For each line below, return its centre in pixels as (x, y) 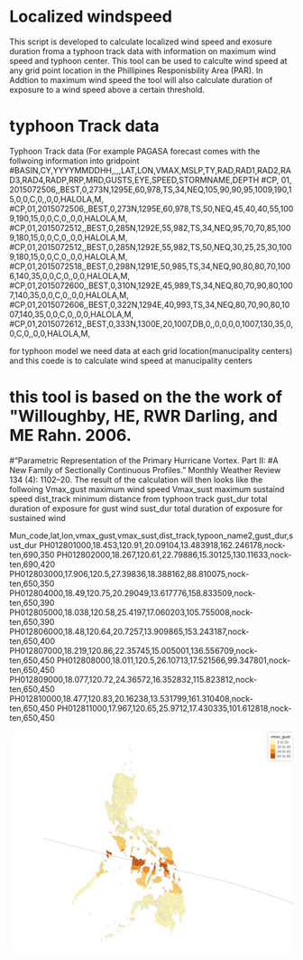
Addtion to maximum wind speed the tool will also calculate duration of (141, 79)
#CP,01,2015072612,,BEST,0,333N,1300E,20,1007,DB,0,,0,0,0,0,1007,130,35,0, (151, 323)
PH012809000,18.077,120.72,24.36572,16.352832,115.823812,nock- (133, 679)
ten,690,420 (32, 564)
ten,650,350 (32, 583)
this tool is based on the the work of (146, 397)
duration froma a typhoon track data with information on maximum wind (143, 51)
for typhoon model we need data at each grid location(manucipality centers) (151, 350)
